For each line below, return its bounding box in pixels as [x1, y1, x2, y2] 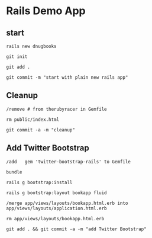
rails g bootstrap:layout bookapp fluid [6, 189, 108, 196]
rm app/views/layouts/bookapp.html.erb [6, 216, 105, 221]
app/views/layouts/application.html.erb [6, 205, 108, 211]
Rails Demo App [6, 4, 86, 18]
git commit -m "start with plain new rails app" [6, 75, 128, 81]
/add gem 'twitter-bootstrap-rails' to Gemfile [6, 159, 131, 165]
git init [6, 54, 28, 60]
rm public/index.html [6, 117, 60, 123]
